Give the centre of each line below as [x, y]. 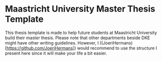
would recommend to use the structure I [117, 48]
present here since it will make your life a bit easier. [56, 53]
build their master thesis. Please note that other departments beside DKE [78, 38]
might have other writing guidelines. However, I [52, 43]
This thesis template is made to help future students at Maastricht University [81, 32]
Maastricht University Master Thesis [80, 9]
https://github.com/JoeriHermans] [41, 48]
